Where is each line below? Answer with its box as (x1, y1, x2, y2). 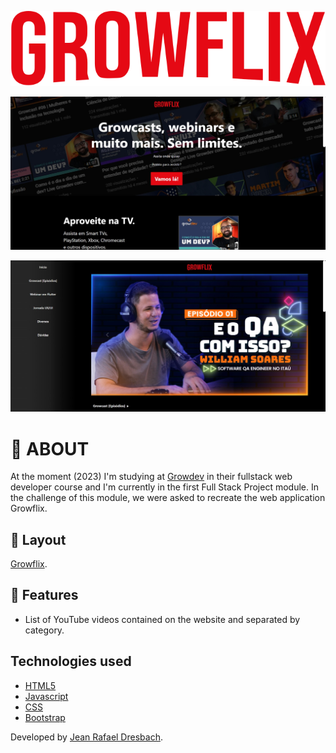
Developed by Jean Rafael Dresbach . (10, 731, 163, 743)
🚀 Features (10, 587, 79, 604)
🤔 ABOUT (10, 437, 90, 460)
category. (24, 624, 65, 636)
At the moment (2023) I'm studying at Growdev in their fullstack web (10, 471, 293, 483)
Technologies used (10, 653, 132, 670)
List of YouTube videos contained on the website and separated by (24, 613, 301, 625)
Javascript (24, 690, 69, 702)
